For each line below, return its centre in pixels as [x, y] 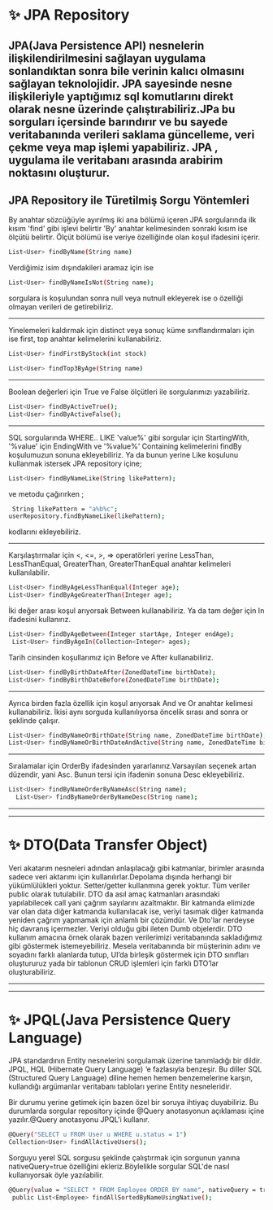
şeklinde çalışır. [34, 720]
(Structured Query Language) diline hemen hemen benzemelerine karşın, [131, 1077]
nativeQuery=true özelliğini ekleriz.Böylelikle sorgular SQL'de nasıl [119, 1166]
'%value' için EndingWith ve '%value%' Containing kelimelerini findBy [125, 446]
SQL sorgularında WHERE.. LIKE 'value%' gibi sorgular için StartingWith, [129, 437]
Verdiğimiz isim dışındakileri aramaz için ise [81, 268]
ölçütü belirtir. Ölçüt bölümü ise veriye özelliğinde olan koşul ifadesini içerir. [134, 237]
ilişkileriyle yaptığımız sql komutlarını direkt [121, 96]
